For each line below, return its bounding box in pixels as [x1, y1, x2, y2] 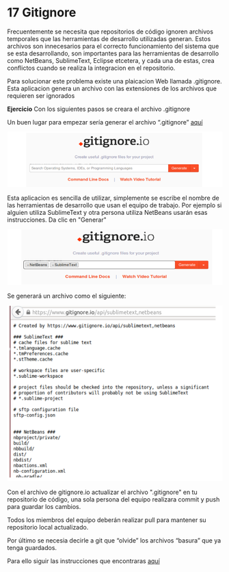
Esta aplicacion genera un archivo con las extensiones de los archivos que [7, 84, 217, 92]
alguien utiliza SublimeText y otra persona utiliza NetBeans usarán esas [7, 208, 208, 216]
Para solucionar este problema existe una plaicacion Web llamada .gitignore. [7, 77, 222, 85]
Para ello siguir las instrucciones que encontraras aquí [7, 556, 161, 565]
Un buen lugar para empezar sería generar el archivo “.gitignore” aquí [7, 118, 203, 126]
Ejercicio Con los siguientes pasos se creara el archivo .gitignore [7, 105, 190, 113]
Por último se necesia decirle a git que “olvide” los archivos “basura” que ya [7, 536, 221, 545]
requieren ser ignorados [7, 91, 75, 100]
